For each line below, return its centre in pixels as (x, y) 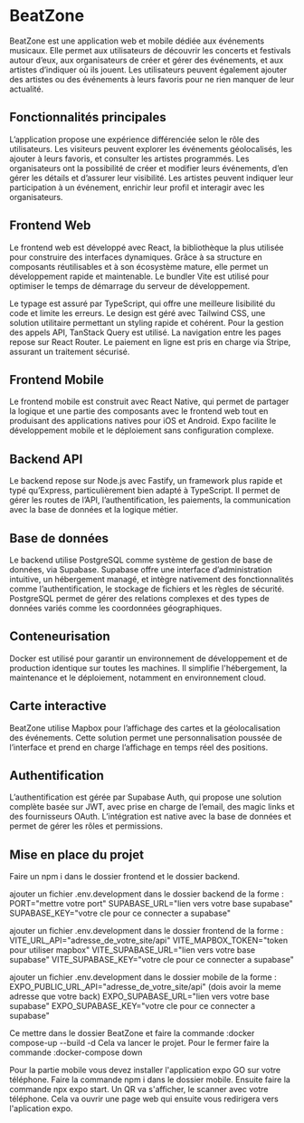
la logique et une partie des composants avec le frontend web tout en (139, 411)
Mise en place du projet (77, 854)
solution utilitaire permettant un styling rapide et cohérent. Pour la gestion (147, 322)
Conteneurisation (60, 636)
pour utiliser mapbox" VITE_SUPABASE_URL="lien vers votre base (133, 950)
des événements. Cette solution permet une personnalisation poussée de (146, 737)
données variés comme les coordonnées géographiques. (116, 608)
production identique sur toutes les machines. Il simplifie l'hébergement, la (148, 667)
